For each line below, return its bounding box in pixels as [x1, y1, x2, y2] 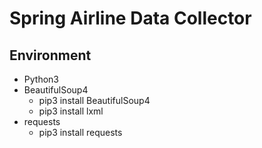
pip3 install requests [38, 127, 123, 138]
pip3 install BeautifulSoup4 [38, 95, 151, 106]
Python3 [23, 73, 59, 85]
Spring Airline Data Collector [9, 7, 252, 30]
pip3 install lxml [38, 105, 104, 117]
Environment [9, 47, 92, 64]
